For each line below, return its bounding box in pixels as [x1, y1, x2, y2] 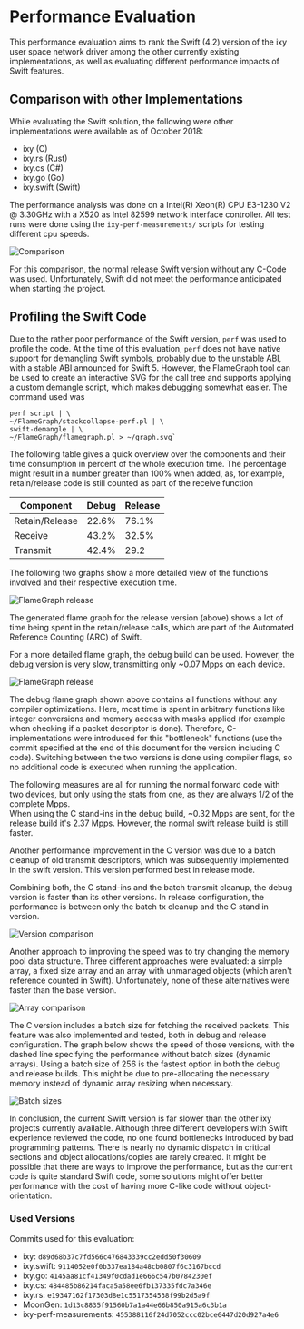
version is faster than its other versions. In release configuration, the [9, 891, 265, 902]
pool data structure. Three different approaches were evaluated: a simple [9, 956, 283, 967]
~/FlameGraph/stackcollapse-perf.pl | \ [9, 416, 165, 426]
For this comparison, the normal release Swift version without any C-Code [9, 263, 287, 274]
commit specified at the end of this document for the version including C [9, 742, 281, 753]
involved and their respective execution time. [9, 577, 178, 588]
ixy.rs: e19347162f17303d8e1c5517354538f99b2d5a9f [22, 1289, 211, 1300]
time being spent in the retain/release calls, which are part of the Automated [9, 621, 294, 632]
